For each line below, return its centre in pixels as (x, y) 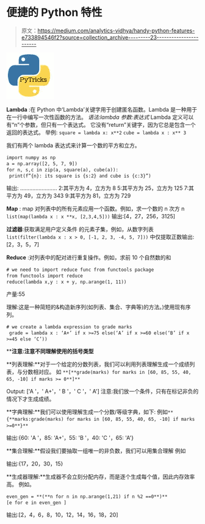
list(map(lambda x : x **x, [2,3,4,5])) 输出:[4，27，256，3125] (91, 216)
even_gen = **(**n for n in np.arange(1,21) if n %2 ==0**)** (87, 497)
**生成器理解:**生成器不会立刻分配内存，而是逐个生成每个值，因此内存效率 (101, 476)
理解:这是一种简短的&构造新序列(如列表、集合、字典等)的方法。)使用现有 (96, 307)
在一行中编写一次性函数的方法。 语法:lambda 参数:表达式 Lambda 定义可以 (100, 117)
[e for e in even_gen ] (37, 503)
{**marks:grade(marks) (35, 419)
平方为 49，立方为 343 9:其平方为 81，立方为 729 (69, 195)
